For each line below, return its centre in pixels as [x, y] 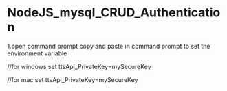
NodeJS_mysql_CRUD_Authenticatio [114, 13]
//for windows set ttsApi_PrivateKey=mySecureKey [79, 66]
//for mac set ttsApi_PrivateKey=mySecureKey [73, 79]
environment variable [37, 53]
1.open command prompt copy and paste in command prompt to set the [109, 46]
